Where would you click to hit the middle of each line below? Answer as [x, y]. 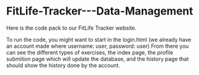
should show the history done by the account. [63, 65]
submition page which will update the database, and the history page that [97, 59]
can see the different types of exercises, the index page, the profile [90, 52]
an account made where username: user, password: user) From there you [97, 46]
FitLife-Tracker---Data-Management [100, 11]
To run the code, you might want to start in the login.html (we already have [99, 39]
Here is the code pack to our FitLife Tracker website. [71, 28]
